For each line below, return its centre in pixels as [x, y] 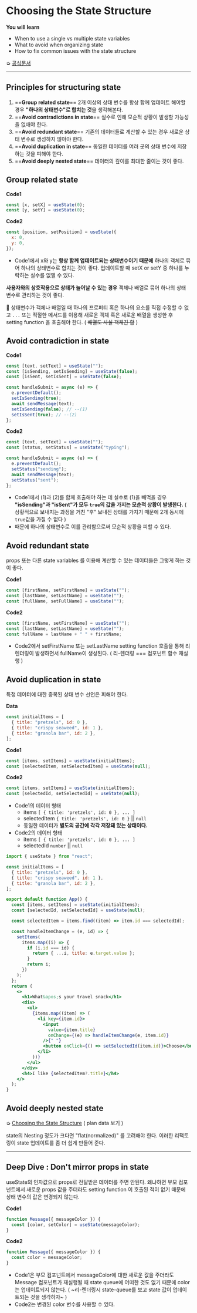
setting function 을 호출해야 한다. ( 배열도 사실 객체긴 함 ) [72, 322]
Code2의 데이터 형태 [38, 833]
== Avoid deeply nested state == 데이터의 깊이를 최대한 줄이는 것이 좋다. [99, 161]
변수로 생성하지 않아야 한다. [52, 139]
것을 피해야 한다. [44, 153]
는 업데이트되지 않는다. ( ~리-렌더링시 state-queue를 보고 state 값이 [93, 1290]
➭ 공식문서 [18, 63]
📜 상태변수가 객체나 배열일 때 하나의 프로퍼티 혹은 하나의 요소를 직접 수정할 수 [94, 307]
